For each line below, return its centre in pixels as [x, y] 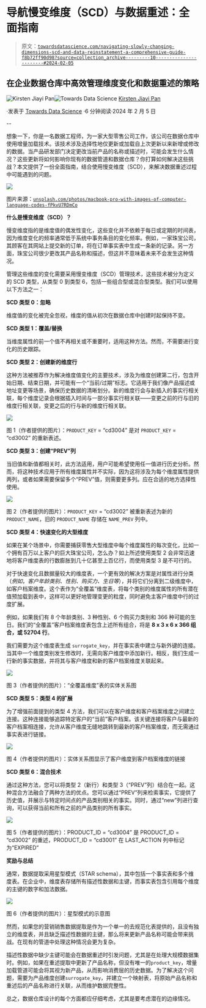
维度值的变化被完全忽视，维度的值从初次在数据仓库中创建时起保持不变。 [97, 315]
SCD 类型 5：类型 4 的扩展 [40, 698]
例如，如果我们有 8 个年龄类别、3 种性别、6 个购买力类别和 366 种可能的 [98, 617]
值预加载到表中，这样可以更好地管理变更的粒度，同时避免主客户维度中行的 [100, 596]
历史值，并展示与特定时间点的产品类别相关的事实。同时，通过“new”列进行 [100, 800]
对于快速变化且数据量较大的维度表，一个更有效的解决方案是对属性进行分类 [100, 573]
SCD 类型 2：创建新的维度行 [42, 362]
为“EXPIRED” [23, 847]
